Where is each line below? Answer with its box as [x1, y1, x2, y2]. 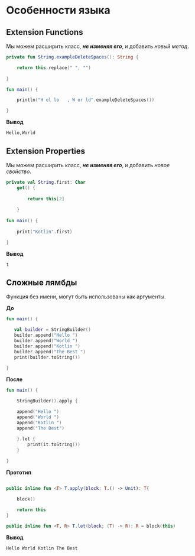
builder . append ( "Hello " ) [14, 332, 78, 339]
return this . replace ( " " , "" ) [17, 64, 92, 71]
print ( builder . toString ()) [14, 354, 81, 360]
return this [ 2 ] [27, 196, 65, 201]
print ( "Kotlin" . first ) [17, 229, 73, 235]
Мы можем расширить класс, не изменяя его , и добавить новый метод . [6, 43, 189, 50]
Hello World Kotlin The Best [6, 545, 78, 551]
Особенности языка [6, 4, 110, 17]
